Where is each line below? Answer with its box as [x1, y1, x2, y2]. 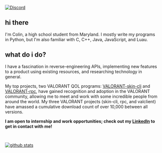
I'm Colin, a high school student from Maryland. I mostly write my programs [5, 31, 156, 37]
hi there [5, 18, 29, 27]
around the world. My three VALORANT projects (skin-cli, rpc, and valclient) [5, 98, 156, 104]
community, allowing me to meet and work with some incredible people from [5, 93, 158, 99]
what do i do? [5, 51, 46, 59]
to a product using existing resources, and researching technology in [5, 68, 142, 75]
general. [5, 74, 22, 79]
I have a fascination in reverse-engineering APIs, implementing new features [5, 63, 157, 69]
